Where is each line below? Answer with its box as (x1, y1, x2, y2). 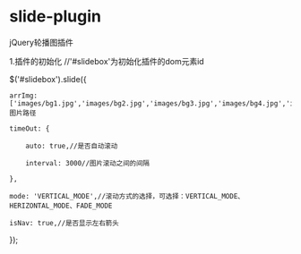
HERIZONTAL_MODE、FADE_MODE (9, 201, 113, 210)
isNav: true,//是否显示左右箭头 (9, 218, 119, 227)
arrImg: (9, 91, 39, 100)
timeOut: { (9, 123, 50, 133)
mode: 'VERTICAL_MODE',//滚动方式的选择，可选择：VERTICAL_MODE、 (9, 191, 245, 200)
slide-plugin (9, 6, 101, 27)
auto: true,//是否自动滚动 (25, 141, 118, 150)
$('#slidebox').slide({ (9, 73, 87, 84)
